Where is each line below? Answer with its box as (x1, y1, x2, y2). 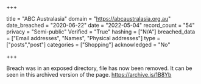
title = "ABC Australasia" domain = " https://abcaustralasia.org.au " (6, 15, 171, 22)
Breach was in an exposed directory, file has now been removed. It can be (6, 65, 192, 72)
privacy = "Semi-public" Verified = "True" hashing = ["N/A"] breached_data (6, 28, 196, 35)
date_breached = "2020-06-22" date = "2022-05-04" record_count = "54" (6, 22, 195, 29)
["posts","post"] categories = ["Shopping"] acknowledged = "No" (6, 41, 171, 48)
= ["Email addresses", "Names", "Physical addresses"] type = (6, 35, 161, 41)
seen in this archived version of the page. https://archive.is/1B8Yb (6, 71, 172, 78)
